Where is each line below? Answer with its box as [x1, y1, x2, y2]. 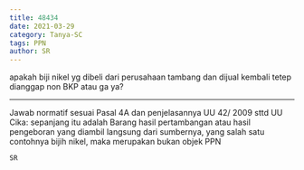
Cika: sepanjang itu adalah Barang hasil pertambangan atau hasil [9, 117, 252, 127]
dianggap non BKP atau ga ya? [9, 81, 124, 92]
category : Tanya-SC [9, 30, 83, 39]
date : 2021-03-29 [9, 22, 75, 31]
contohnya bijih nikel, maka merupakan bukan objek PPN [9, 137, 222, 147]
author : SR [9, 47, 51, 56]
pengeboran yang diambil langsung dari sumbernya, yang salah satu [9, 127, 265, 137]
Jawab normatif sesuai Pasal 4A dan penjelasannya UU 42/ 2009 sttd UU [9, 108, 283, 118]
